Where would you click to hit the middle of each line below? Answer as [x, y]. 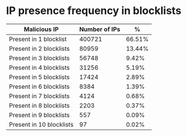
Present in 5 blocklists [40, 77]
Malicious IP [41, 29]
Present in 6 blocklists [40, 86]
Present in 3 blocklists [40, 58]
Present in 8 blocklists [40, 105]
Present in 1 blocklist [38, 39]
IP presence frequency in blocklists [94, 11]
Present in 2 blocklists [40, 48]
